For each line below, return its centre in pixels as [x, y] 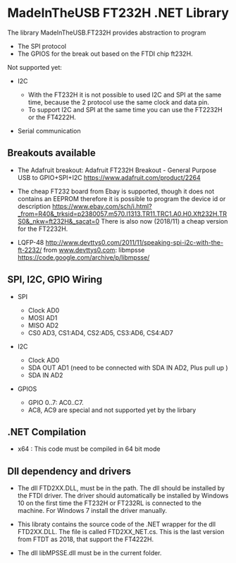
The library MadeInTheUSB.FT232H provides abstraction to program [107, 32]
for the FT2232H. [43, 229]
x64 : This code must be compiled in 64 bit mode [89, 449]
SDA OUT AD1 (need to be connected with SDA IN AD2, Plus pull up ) [128, 368]
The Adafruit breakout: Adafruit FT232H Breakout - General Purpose [117, 170]
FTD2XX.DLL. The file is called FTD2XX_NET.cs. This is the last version [121, 532]
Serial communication [49, 131]
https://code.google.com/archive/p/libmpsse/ [83, 257]
